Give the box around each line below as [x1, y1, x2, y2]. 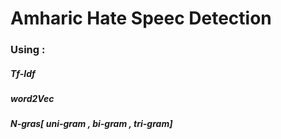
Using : [10, 43, 46, 57]
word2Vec [10, 93, 55, 105]
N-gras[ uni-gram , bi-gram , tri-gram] [10, 118, 173, 130]
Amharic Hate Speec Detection [10, 7, 272, 30]
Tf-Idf [10, 67, 36, 79]
